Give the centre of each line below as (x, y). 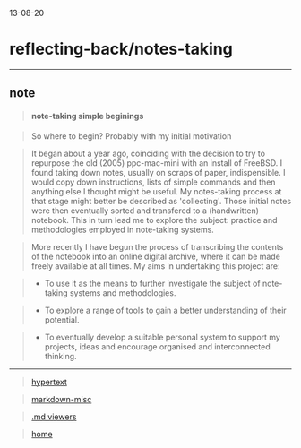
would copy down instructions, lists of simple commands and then (153, 182)
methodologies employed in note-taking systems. (123, 229)
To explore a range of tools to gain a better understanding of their (165, 310)
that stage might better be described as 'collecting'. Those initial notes (161, 201)
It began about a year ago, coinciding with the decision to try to (148, 153)
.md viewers (54, 417)
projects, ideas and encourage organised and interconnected (157, 346)
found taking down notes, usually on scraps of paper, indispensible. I (158, 172)
